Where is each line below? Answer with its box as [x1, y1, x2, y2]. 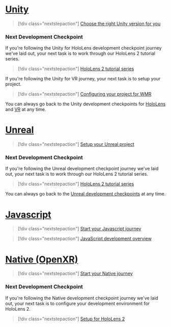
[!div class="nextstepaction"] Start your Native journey [17, 270, 133, 277]
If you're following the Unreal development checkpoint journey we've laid [5, 165, 159, 172]
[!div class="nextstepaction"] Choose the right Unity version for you [17, 20, 161, 27]
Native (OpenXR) [5, 253, 78, 265]
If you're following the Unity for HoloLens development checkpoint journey [5, 45, 162, 51]
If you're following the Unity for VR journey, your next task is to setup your [5, 76, 161, 82]
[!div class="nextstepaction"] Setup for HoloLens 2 [17, 316, 125, 322]
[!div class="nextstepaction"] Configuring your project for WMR [17, 91, 152, 97]
